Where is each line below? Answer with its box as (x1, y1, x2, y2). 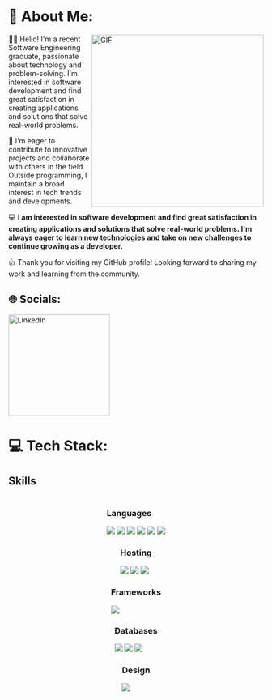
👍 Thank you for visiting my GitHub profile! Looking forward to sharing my (8, 257, 257, 267)
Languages (106, 507, 152, 519)
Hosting (120, 547, 152, 558)
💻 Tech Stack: (8, 437, 108, 455)
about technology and (8, 60, 83, 70)
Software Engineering (8, 42, 81, 52)
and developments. (8, 196, 73, 206)
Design (121, 664, 151, 676)
